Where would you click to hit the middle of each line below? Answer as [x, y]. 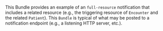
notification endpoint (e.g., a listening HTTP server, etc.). [64, 23]
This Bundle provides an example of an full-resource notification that [77, 7]
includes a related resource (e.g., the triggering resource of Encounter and [82, 12]
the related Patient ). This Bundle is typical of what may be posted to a [77, 18]
